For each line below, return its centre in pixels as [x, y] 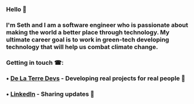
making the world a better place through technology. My [88, 32]
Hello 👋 [16, 9]
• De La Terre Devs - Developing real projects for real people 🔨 [96, 78]
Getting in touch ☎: [35, 63]
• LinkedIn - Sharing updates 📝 [50, 94]
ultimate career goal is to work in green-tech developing [88, 39]
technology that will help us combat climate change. [82, 47]
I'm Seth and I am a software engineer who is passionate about [97, 25]
